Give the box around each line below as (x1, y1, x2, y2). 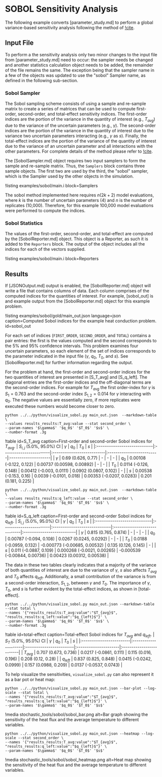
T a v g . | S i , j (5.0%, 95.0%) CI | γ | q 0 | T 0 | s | (5, 443, 93, 450)
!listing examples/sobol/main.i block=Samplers (5, 182, 98, 188)
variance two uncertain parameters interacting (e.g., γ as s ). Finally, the (5, 133, 147, 139)
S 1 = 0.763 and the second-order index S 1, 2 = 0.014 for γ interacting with (5, 390, 151, 398)
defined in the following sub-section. (5, 77, 78, 83)
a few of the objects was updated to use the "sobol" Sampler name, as (5, 72, 146, 78)
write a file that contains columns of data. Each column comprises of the (5, 288, 149, 294)
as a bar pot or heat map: (5, 677, 56, 683)
